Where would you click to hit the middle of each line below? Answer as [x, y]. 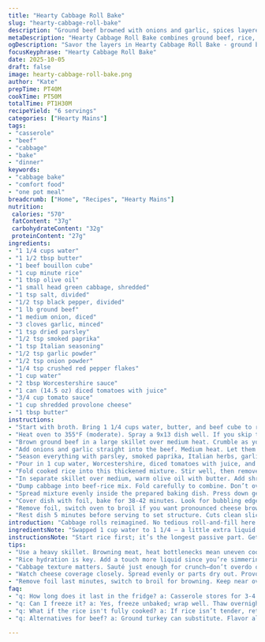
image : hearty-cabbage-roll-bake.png [70, 74]
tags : [17, 126]
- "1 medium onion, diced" [52, 317]
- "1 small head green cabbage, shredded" [79, 288]
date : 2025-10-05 [37, 60]
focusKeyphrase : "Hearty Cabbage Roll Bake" [82, 52]
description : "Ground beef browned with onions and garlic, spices [121, 30]
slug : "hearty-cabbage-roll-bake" [65, 23]
